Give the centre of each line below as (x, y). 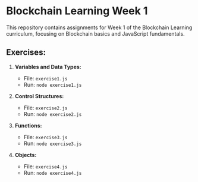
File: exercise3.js (45, 137)
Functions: (28, 125)
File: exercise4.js (45, 166)
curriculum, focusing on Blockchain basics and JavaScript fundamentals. (96, 33)
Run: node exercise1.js (53, 84)
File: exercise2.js (45, 108)
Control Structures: (39, 96)
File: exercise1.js (45, 78)
